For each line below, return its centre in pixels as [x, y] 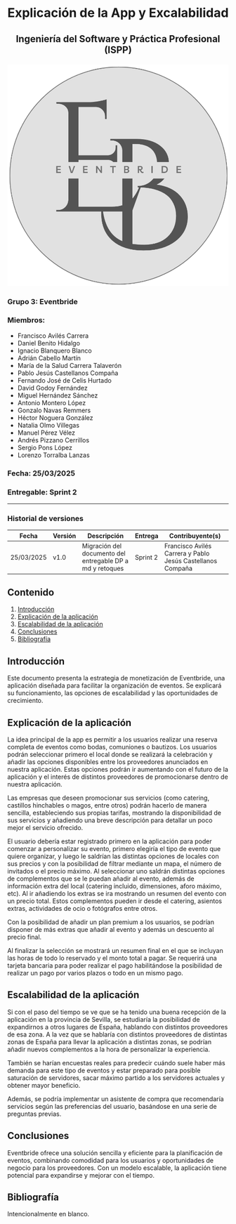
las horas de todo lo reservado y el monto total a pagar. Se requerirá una [112, 958]
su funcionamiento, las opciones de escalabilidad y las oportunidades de [113, 693]
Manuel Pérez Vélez [46, 433]
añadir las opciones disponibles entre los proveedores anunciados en [108, 762]
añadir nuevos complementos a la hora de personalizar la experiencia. [109, 1049]
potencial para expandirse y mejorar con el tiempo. [81, 1175]
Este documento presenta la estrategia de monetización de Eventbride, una [116, 678]
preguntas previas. [34, 1114]
